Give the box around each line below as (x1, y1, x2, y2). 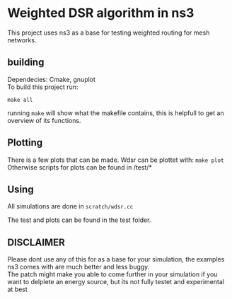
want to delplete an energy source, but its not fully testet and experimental (7, 278, 225, 286)
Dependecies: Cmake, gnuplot (7, 75, 95, 83)
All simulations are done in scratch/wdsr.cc (7, 202, 134, 211)
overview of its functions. (7, 116, 81, 124)
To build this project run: (7, 83, 79, 91)
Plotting (7, 136, 43, 149)
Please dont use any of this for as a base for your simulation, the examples (7, 255, 225, 264)
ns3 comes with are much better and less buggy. (7, 263, 150, 271)
